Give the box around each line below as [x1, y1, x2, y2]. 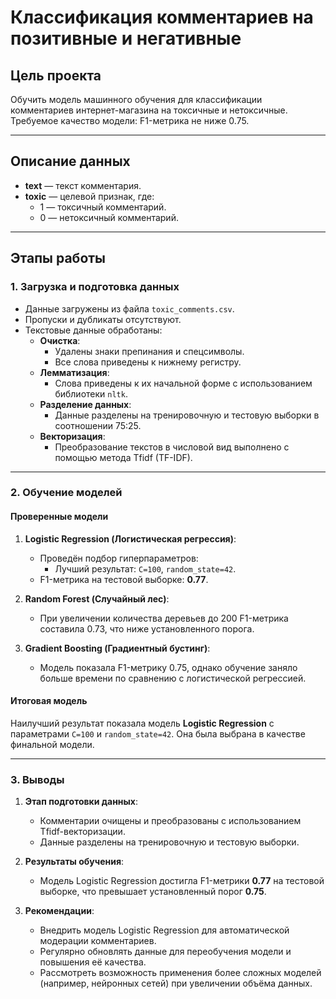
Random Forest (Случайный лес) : [24, 592, 170, 605]
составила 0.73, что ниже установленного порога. [39, 622, 255, 635]
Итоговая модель [10, 695, 88, 707]
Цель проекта [10, 67, 102, 84]
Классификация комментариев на [10, 6, 314, 29]
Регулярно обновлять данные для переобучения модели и [39, 946, 292, 958]
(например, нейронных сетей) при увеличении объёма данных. [39, 977, 313, 990]
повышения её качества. [39, 956, 147, 968]
